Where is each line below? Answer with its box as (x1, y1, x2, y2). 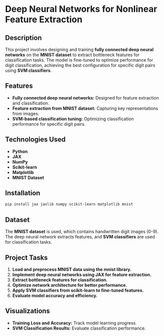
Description (5, 34, 42, 42)
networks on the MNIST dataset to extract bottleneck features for (5, 52, 140, 58)
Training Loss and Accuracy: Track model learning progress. (12, 320, 137, 326)
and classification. (12, 100, 50, 106)
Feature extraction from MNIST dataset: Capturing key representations (12, 105, 159, 111)
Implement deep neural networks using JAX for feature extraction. (12, 271, 152, 277)
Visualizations (5, 307, 50, 315)
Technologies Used (5, 135, 66, 144)
